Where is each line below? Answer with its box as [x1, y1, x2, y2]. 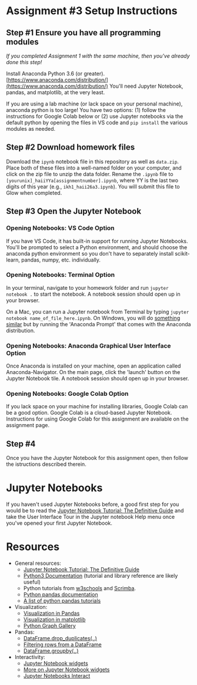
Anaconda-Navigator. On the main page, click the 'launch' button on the [6, 369, 181, 376]
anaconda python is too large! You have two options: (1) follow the [6, 107, 166, 113]
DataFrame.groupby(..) [23, 647, 79, 654]
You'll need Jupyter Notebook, [109, 82, 183, 90]
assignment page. [6, 422, 50, 429]
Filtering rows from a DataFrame [23, 641, 102, 648]
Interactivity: [14, 654, 45, 661]
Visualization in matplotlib [23, 616, 86, 623]
